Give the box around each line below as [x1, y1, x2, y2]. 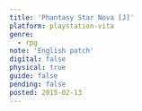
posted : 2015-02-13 [9, 88, 83, 97]
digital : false [9, 55, 67, 64]
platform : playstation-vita [9, 21, 115, 30]
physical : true [9, 64, 67, 73]
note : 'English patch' [9, 47, 94, 55]
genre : [9, 30, 34, 38]
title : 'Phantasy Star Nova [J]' [9, 13, 135, 22]
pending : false [9, 80, 67, 89]
